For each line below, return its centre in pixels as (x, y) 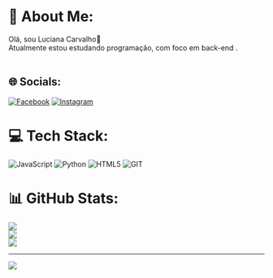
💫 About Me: (51, 17)
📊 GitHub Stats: (64, 198)
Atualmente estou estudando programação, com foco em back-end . (123, 47)
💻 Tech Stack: (58, 135)
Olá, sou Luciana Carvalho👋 (55, 39)
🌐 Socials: (35, 82)
